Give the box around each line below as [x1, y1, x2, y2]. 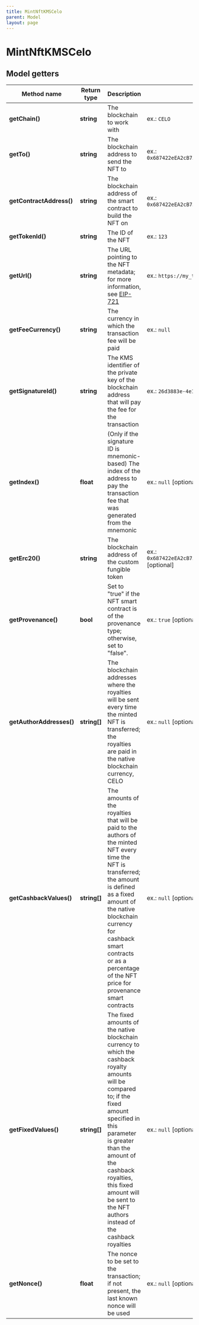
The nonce [107, 1250, 137, 1258]
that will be [107, 816, 138, 825]
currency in [107, 314, 139, 323]
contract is [107, 604, 137, 613]
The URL [107, 246, 132, 254]
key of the [107, 376, 136, 384]
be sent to [107, 1196, 136, 1204]
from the [107, 519, 131, 527]
